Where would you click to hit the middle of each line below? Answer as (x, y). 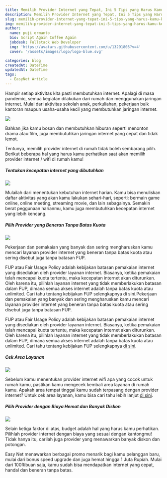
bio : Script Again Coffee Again (43, 38)
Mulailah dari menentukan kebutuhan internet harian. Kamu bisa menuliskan (83, 192)
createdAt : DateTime (27, 65)
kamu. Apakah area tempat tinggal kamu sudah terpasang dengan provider (82, 390)
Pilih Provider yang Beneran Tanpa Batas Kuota (55, 225)
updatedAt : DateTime (27, 70)
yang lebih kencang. (26, 214)
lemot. (12, 139)
